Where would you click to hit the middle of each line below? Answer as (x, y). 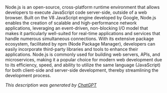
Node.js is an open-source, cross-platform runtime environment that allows (83, 7)
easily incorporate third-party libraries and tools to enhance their (72, 49)
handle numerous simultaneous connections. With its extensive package (80, 39)
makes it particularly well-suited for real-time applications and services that (83, 33)
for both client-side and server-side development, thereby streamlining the (82, 70)
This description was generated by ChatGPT (51, 85)
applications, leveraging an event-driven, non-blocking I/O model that (77, 28)
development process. (28, 75)
